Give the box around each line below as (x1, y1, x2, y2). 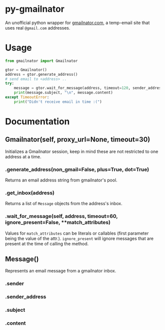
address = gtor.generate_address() (5, 72, 78, 77)
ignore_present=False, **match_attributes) (5, 219, 110, 226)
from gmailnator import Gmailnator (5, 58, 78, 63)
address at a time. (5, 153, 42, 159)
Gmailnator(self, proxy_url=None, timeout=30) (5, 135, 151, 144)
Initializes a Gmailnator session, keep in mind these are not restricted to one (5, 149, 159, 154)
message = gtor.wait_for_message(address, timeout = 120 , (14, 86, 131, 90)
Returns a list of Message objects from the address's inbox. (5, 201, 123, 207)
